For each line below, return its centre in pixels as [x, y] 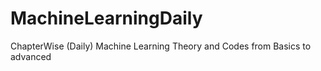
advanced [31, 56]
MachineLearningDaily [106, 18]
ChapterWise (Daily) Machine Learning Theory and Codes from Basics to [161, 46]
